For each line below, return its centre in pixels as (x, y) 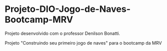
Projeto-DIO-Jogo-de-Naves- (68, 9)
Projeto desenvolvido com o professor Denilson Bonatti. (62, 33)
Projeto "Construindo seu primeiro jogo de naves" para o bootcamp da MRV (83, 43)
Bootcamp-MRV (39, 20)
